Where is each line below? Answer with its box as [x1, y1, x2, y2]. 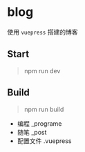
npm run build [23, 105, 64, 113]
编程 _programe [17, 119, 62, 128]
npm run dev [23, 66, 61, 75]
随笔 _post [17, 128, 47, 136]
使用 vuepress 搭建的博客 [7, 28, 78, 36]
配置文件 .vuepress [17, 136, 72, 145]
